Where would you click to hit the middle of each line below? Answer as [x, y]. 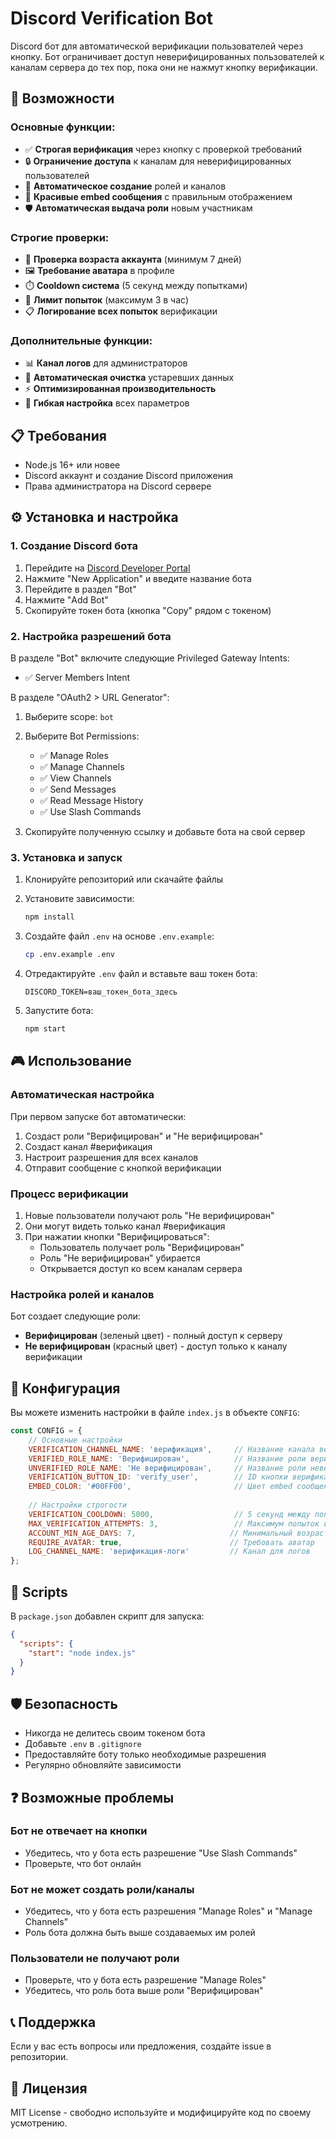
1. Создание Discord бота [74, 546]
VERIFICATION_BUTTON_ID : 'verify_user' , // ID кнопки [158, 1477]
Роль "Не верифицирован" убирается [120, 1258]
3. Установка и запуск [66, 857]
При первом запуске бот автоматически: [98, 1116]
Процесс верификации [69, 1194]
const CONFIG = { [46, 1431]
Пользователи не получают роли [95, 1959]
